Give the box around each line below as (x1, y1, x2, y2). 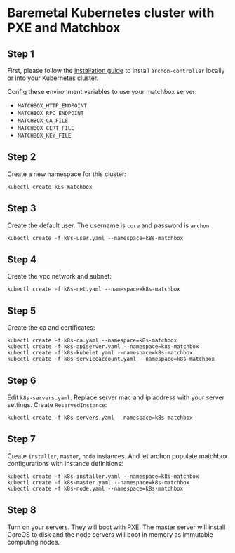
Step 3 (7, 202, 36, 215)
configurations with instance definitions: (7, 459, 123, 467)
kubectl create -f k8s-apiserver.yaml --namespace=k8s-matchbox (7, 343, 199, 350)
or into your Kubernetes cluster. (7, 74, 99, 82)
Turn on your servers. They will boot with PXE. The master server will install (7, 523, 226, 531)
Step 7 (7, 433, 36, 445)
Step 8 (7, 504, 36, 517)
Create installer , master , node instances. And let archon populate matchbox (7, 451, 228, 460)
